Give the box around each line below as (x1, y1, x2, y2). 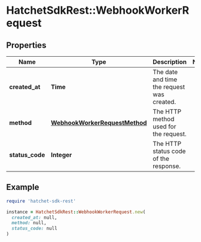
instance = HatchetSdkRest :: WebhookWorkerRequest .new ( (6, 209, 146, 215)
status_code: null (11, 225, 58, 232)
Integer (50, 151, 72, 159)
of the (152, 155, 169, 163)
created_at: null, (11, 215, 58, 220)
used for (152, 122, 176, 130)
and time (152, 75, 178, 84)
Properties (6, 40, 47, 50)
